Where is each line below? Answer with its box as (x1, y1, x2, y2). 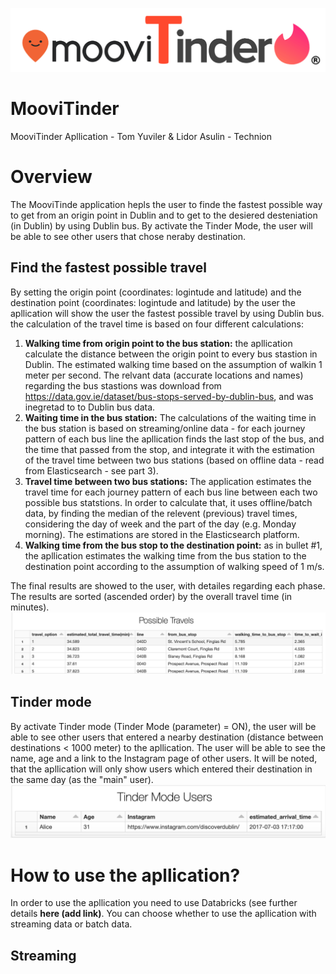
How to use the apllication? (10, 864, 241, 887)
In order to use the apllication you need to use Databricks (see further (10, 897, 298, 909)
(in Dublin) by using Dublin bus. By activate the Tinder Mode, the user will (10, 219, 313, 232)
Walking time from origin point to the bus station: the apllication (24, 337, 293, 349)
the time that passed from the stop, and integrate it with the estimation (24, 443, 315, 455)
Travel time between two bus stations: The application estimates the (24, 475, 312, 487)
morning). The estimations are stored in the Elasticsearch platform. (24, 528, 300, 540)
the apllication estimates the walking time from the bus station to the (24, 549, 307, 562)
